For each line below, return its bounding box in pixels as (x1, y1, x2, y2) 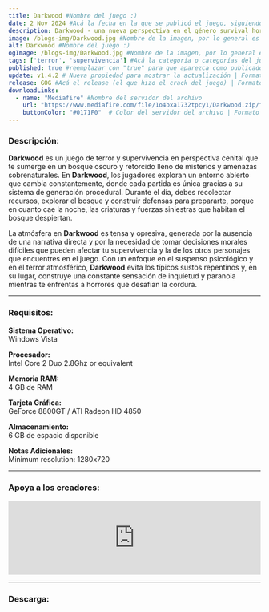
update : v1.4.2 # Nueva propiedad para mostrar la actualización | (8, 71, 239, 79)
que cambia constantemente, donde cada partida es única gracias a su (8, 179, 243, 188)
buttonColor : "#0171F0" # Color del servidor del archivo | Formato (22, 109, 260, 117)
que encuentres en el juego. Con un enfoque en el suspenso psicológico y (8, 254, 254, 264)
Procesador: (8, 350, 50, 359)
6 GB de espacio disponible (8, 430, 99, 440)
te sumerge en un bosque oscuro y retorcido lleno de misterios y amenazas (8, 162, 258, 172)
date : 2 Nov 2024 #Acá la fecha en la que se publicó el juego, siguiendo (8, 19, 263, 27)
